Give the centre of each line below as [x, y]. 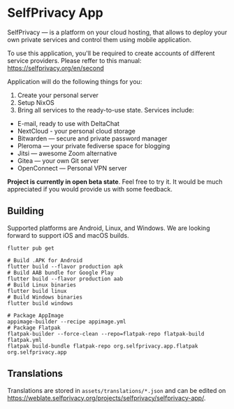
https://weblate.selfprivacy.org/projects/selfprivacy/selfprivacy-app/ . [107, 398]
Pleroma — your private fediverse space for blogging [94, 145]
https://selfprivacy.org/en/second [56, 68]
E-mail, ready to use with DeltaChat [68, 123]
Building [25, 211]
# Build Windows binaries [45, 297]
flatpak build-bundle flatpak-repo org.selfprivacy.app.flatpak [103, 346]
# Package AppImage [36, 315]
